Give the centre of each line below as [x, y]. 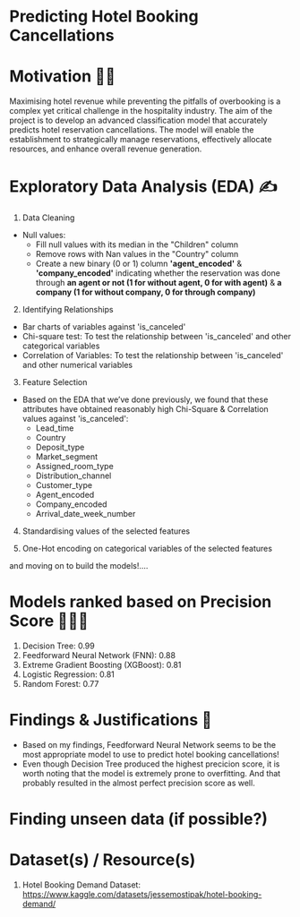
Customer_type [64, 485]
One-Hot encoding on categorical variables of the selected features [147, 549]
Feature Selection [55, 382]
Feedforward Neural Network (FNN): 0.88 [99, 655]
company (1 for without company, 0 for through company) [146, 292]
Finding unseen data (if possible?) [139, 819]
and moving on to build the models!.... [79, 566]
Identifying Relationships [68, 310]
